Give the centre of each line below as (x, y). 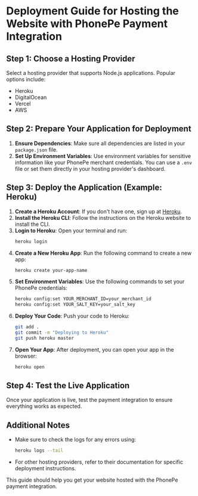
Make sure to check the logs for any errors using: (75, 440)
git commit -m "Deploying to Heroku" (62, 332)
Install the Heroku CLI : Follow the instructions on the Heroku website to (103, 217)
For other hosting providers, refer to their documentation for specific (99, 462)
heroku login (31, 241)
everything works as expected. (44, 406)
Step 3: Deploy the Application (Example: (84, 188)
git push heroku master (44, 338)
